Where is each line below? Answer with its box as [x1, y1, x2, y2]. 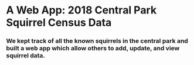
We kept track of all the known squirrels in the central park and [6, 37, 189, 45]
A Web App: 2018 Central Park [6, 4, 157, 17]
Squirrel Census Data [6, 16, 112, 29]
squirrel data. [6, 52, 46, 60]
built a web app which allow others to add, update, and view [6, 45, 180, 53]
